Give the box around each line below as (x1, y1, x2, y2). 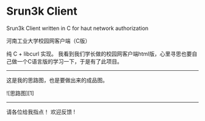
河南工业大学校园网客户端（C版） (6, 37, 91, 44)
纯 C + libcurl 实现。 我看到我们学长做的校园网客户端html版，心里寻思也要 (6, 50, 192, 57)
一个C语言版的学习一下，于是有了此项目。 (16, 57, 123, 65)
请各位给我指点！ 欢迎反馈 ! (6, 108, 75, 116)
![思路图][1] (6, 89, 35, 97)
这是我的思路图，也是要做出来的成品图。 (6, 76, 108, 84)
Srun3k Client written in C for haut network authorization (6, 24, 149, 32)
